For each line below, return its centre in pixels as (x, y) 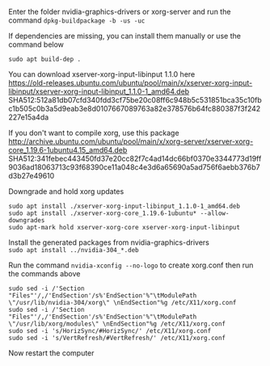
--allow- (215, 213)
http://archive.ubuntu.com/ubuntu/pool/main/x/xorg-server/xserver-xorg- (131, 141)
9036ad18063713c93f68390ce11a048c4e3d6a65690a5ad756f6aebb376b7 (134, 167)
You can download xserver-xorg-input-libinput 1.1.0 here (102, 74)
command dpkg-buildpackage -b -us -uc (77, 20)
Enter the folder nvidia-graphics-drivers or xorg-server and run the (120, 12)
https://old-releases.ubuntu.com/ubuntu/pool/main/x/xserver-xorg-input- (131, 83)
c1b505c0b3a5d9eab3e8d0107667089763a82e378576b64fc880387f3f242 (135, 109)
